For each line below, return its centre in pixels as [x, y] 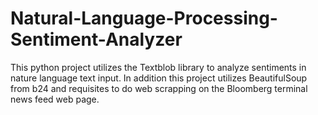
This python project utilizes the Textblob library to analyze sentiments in [158, 67]
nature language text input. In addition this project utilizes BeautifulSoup [159, 78]
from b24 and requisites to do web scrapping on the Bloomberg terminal [159, 88]
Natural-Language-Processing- [144, 18]
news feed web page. [55, 99]
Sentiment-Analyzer [96, 39]
